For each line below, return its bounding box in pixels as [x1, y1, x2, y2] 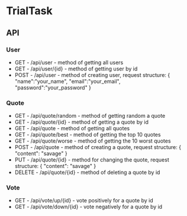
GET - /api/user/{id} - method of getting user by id [14, 65, 138, 72]
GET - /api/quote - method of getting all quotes [14, 125, 130, 132]
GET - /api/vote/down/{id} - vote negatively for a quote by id [14, 203, 163, 211]
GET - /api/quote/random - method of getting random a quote [14, 112, 166, 120]
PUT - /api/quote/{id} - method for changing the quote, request [14, 156, 170, 163]
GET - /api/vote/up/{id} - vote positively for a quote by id [14, 197, 153, 204]
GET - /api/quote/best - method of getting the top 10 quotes [14, 131, 161, 138]
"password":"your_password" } [14, 84, 92, 91]
